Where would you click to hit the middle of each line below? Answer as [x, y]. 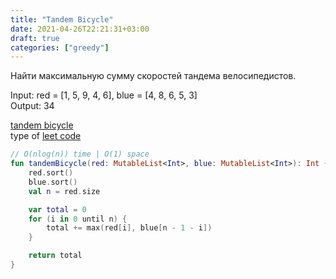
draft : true [35, 38]
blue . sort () [53, 182]
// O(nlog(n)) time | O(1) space [80, 154]
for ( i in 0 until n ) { [78, 219]
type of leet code [46, 136]
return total [55, 256]
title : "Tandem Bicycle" [62, 19]
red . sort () [51, 173]
